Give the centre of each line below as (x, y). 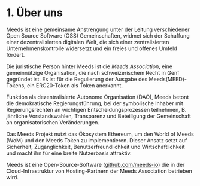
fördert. (16, 54)
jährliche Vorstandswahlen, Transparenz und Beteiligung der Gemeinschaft (99, 116)
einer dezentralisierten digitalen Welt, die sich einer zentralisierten (88, 42)
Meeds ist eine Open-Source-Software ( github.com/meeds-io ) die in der (96, 164)
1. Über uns (34, 13)
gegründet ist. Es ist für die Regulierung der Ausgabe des (77, 79)
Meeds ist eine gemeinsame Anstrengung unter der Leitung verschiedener (98, 29)
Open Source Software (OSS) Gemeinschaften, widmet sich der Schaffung (98, 35)
